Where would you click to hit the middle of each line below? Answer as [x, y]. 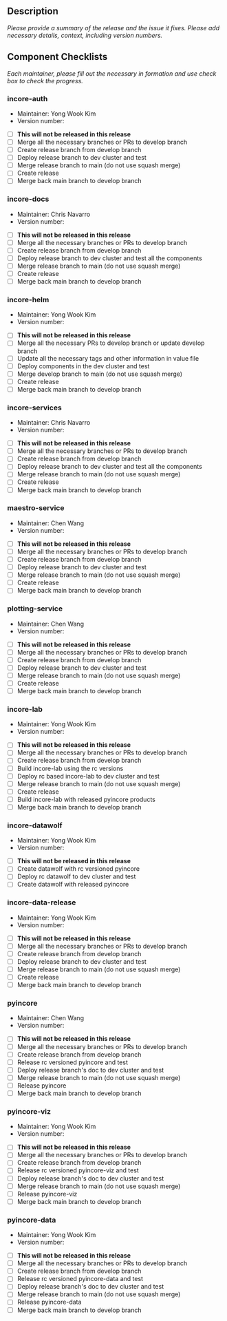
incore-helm [28, 300]
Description [33, 11]
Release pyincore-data [49, 1302]
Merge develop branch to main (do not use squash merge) [100, 374]
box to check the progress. [45, 81]
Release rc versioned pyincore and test [73, 1062]
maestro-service [36, 508]
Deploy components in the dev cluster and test [83, 366]
